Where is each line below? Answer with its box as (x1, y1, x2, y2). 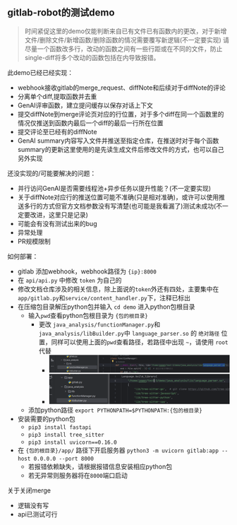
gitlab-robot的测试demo (7, 6, 115, 19)
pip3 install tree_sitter (28, 432, 104, 439)
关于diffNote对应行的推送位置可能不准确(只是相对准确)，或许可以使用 (17, 193, 219, 201)
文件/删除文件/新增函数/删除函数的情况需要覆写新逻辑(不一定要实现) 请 (24, 35, 230, 44)
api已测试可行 (17, 510, 58, 519)
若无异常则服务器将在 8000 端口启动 (28, 471, 128, 480)
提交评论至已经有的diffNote (17, 127, 97, 136)
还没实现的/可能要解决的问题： (7, 169, 97, 177)
